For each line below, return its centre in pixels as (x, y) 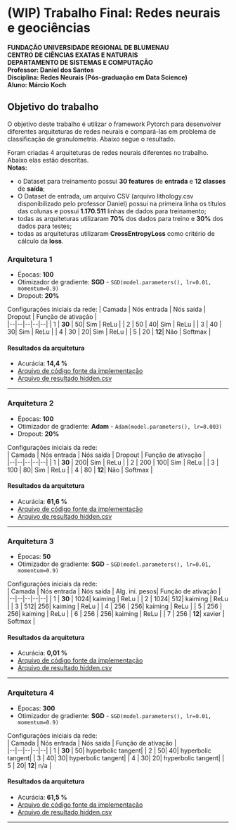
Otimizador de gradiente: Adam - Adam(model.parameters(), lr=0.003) (120, 426)
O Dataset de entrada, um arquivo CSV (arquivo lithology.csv (105, 196)
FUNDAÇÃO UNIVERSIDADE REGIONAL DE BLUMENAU (88, 47)
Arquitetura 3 (31, 541)
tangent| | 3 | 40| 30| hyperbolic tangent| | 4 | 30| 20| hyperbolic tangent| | (116, 757)
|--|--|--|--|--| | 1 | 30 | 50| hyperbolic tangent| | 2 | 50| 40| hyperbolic (110, 750)
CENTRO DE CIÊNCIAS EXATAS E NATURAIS (73, 55)
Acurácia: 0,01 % (42, 653)
